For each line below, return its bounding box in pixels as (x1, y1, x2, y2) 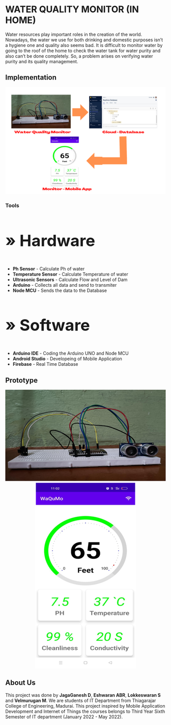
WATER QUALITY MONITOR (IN (5, 4, 139, 15)
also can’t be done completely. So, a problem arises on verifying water (5, 53, 154, 59)
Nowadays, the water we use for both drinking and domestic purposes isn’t (5, 37, 163, 43)
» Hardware (5, 231, 96, 251)
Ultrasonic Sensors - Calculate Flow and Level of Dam (12, 277, 128, 283)
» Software (5, 315, 90, 335)
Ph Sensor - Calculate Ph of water (12, 266, 85, 272)
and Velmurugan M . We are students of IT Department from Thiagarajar (5, 697, 156, 704)
